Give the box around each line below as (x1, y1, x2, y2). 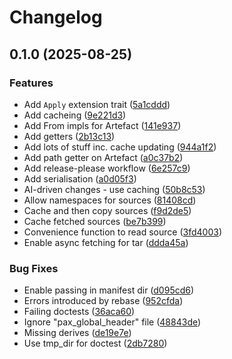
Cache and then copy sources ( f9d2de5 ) (23, 204, 192, 216)
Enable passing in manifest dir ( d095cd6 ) (23, 284, 195, 296)
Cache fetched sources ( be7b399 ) (23, 215, 167, 227)
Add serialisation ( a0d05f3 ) (23, 172, 137, 185)
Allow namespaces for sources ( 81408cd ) (23, 194, 197, 206)
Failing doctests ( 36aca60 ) (23, 306, 136, 318)
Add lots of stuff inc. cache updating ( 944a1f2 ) (23, 141, 217, 153)
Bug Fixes (9, 261, 59, 275)
